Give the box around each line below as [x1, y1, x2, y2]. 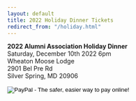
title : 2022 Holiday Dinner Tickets [7, 17, 114, 24]
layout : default [7, 10, 54, 17]
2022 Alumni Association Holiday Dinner [7, 42, 128, 51]
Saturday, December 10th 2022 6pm [7, 49, 112, 58]
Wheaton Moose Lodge [7, 57, 75, 65]
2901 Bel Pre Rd [7, 64, 53, 73]
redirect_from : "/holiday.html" [7, 23, 101, 30]
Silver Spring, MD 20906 [7, 72, 79, 80]
